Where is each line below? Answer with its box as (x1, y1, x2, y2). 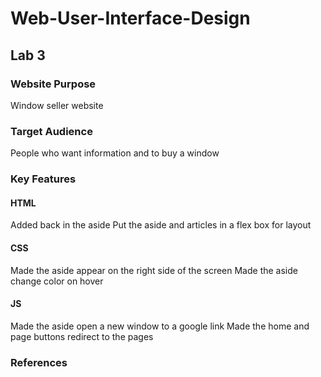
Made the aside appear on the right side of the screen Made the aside (10, 264, 298, 276)
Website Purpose (10, 77, 97, 91)
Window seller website (10, 99, 104, 111)
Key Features (10, 172, 77, 186)
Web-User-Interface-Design (10, 7, 251, 30)
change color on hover (10, 275, 104, 287)
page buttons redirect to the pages (10, 330, 154, 342)
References (10, 355, 68, 369)
